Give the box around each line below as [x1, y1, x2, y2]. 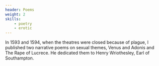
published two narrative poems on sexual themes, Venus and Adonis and [5, 45, 155, 51]
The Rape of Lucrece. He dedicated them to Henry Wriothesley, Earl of [5, 50, 150, 56]
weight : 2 [5, 12, 26, 17]
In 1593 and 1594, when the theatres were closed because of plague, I [5, 39, 149, 45]
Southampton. [5, 55, 34, 61]
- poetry [14, 21, 32, 26]
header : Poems [5, 7, 35, 12]
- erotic [14, 26, 32, 31]
